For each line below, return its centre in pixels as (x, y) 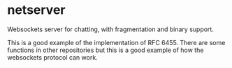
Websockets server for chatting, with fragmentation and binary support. (111, 29)
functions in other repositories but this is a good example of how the (106, 50)
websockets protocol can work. (52, 57)
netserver (36, 10)
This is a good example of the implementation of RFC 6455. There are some (116, 42)
